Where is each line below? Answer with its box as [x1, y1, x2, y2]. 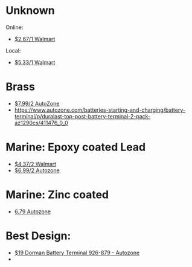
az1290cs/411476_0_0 [14, 119, 69, 126]
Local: [5, 47, 21, 54]
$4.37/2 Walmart [14, 160, 57, 167]
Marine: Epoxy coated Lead [5, 140, 146, 154]
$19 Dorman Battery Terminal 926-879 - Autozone [14, 249, 140, 256]
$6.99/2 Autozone [14, 167, 60, 174]
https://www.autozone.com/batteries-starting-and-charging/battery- [14, 106, 185, 114]
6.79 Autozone [14, 208, 51, 215]
